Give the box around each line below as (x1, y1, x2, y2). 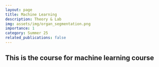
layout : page (5, 7, 33, 12)
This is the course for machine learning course (5, 53, 154, 62)
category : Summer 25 (5, 30, 49, 35)
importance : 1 (5, 26, 35, 31)
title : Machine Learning (5, 12, 57, 17)
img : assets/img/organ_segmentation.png (5, 21, 91, 26)
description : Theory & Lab (5, 16, 62, 21)
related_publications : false (5, 35, 66, 40)
